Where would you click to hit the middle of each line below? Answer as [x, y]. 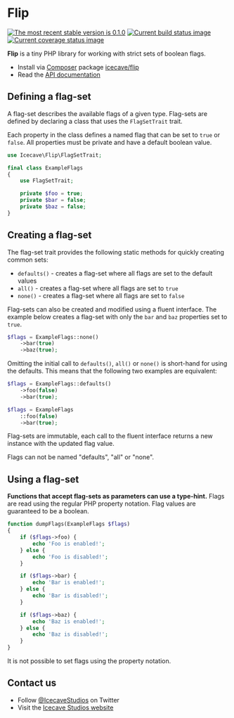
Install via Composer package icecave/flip [78, 67]
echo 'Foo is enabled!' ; [69, 544]
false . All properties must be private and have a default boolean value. [110, 142]
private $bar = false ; [53, 200]
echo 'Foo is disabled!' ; [71, 557]
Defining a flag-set [49, 97]
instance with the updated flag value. [61, 444]
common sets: [28, 259]
